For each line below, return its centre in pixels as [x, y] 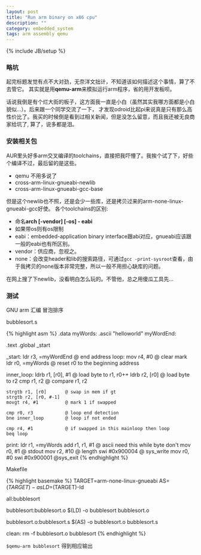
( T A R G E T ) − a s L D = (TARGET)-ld [45, 487]
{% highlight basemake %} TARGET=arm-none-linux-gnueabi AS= [88, 481]
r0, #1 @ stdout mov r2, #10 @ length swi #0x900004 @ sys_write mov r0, [98, 452]
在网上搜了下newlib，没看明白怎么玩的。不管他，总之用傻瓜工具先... [90, 279]
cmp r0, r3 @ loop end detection [63, 413]
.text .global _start [28, 345]
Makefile [17, 469]
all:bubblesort [23, 499]
